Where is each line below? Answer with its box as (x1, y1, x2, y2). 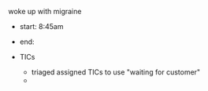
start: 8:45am (19, 22, 64, 31)
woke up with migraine (8, 7, 82, 16)
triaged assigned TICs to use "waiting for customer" (31, 67, 201, 77)
